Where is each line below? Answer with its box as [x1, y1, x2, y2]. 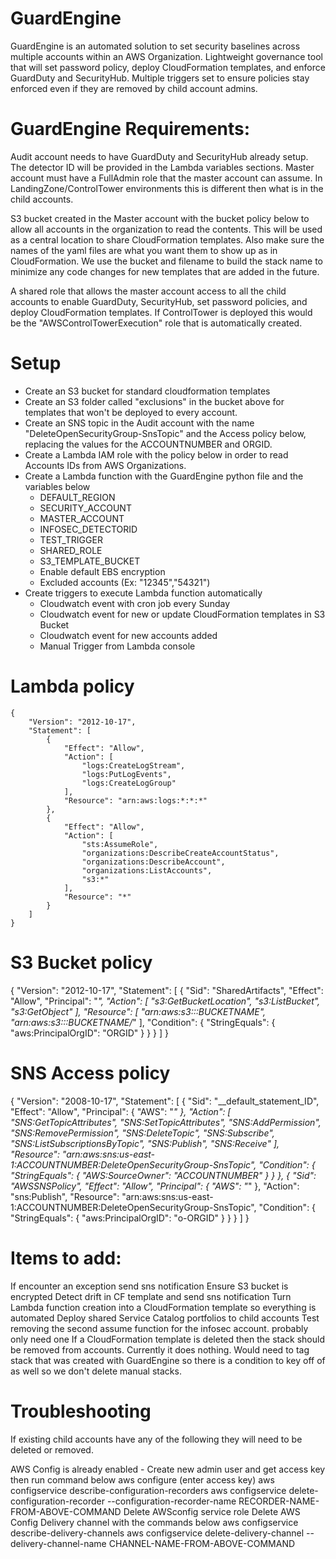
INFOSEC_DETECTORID [39, 523, 138, 535]
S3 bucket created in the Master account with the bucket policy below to [10, 212, 310, 224]
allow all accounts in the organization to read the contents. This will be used [10, 223, 323, 235]
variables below [24, 480, 91, 492]
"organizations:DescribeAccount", [81, 857, 226, 867]
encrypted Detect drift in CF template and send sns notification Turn [10, 1290, 292, 1302]
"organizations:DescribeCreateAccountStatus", [81, 848, 280, 858]
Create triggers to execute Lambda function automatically [24, 587, 263, 599]
